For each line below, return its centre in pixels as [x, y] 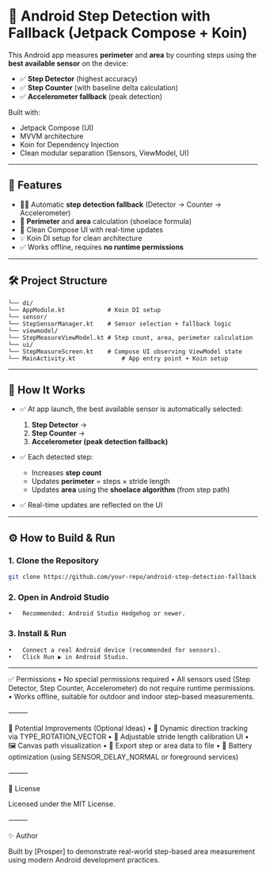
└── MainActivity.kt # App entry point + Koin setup [118, 358]
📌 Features [35, 185]
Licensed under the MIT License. [62, 804]
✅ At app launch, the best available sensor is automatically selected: [131, 409]
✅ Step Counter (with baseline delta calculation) [99, 87]
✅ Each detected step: [56, 457]
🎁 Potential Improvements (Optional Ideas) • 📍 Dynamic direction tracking [128, 728]
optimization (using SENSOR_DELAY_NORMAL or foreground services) [123, 756]
